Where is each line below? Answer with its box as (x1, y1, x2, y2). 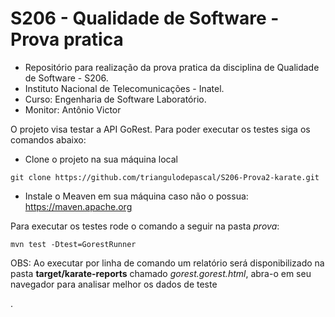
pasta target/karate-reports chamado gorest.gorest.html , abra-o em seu (10, 267, 312, 279)
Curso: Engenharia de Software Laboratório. (24, 93, 207, 105)
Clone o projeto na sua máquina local (24, 153, 178, 165)
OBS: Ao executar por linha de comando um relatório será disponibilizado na (10, 257, 325, 269)
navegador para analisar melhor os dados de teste (10, 278, 218, 290)
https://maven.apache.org (24, 200, 133, 212)
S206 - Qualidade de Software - (10, 7, 280, 30)
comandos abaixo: (10, 133, 87, 146)
